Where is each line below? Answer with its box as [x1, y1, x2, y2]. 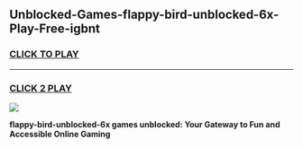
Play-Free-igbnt [9, 22, 101, 37]
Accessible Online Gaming [9, 128, 111, 139]
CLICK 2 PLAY [9, 82, 72, 94]
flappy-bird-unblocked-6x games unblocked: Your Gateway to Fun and [9, 118, 281, 129]
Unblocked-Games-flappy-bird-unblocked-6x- [9, 7, 280, 22]
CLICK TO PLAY [9, 48, 79, 61]
